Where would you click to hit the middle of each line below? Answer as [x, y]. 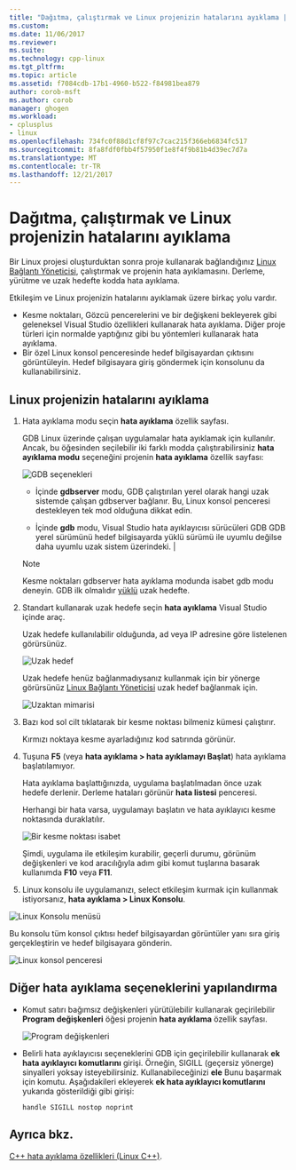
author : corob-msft [45, 92]
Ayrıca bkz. [41, 1135]
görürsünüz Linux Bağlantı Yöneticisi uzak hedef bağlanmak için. [140, 688]
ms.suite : [27, 51]
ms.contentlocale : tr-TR [55, 166]
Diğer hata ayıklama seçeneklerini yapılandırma [143, 988]
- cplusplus [31, 125]
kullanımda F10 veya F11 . [67, 872]
